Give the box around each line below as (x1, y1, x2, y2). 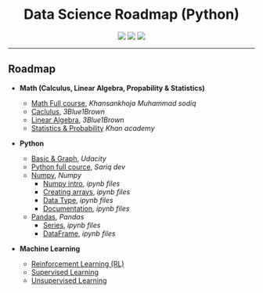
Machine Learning (19, 244, 81, 253)
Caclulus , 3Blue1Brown (31, 107, 106, 116)
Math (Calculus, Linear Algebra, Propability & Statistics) (19, 83, 205, 92)
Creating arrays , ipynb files (42, 186, 131, 197)
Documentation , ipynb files (42, 204, 130, 213)
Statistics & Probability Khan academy (31, 123, 155, 132)
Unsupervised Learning (31, 276, 107, 285)
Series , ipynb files (42, 220, 101, 230)
